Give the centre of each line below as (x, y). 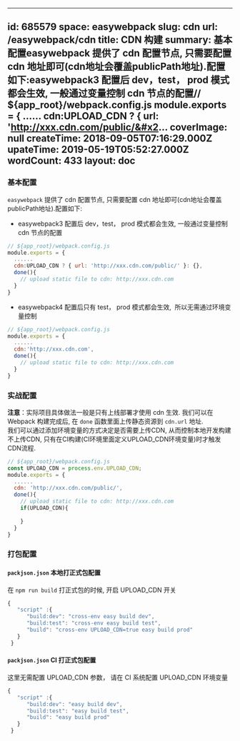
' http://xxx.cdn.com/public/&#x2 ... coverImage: (117, 127)
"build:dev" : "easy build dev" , (74, 704)
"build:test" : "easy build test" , (78, 711)
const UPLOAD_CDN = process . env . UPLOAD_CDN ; (75, 468)
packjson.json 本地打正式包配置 (54, 573)
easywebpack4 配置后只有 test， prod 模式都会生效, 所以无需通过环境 (121, 307)
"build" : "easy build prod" (68, 717)
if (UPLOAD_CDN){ (45, 508)
